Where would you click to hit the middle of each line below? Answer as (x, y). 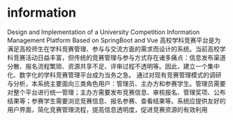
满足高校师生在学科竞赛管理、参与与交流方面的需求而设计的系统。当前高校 (113, 49)
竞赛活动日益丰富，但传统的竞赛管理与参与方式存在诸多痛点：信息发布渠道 (119, 58)
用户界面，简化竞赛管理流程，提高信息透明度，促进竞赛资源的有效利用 (107, 110)
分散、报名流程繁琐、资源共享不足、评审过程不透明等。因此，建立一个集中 (113, 66)
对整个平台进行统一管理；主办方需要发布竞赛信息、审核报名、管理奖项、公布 (116, 92)
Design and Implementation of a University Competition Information (103, 32)
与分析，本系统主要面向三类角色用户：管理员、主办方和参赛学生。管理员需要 (116, 83)
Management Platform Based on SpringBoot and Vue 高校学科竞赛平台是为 (114, 40)
